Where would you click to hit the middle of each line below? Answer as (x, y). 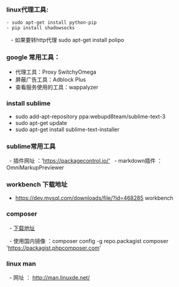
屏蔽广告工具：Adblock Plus (51, 79)
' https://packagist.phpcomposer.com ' (54, 247)
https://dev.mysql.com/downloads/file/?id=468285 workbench (94, 198)
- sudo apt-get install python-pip (52, 23)
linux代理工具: (27, 9)
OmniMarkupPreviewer (35, 168)
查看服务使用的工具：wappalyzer (57, 87)
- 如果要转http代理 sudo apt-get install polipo (68, 40)
